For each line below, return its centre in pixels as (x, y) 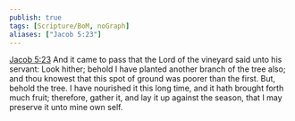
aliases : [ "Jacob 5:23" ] (55, 34)
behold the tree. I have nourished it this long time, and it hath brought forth (147, 88)
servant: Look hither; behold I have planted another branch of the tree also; (147, 69)
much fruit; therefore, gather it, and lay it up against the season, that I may (146, 98)
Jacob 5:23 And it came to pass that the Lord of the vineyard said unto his (146, 60)
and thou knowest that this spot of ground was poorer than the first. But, (142, 79)
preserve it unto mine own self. (66, 108)
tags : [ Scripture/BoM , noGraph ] (69, 26)
